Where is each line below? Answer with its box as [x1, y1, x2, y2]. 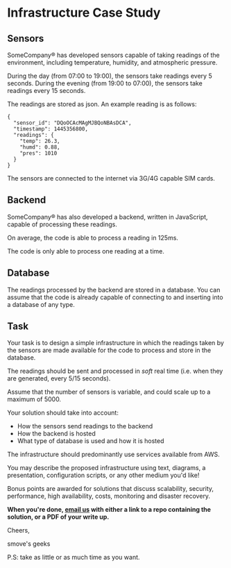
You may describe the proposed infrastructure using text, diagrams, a [7, 464, 206, 472]
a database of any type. [7, 300, 75, 308]
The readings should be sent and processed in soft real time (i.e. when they [7, 367, 223, 376]
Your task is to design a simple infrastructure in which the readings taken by [7, 339, 224, 347]
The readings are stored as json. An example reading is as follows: [7, 100, 197, 108]
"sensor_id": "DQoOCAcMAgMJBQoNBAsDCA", [13, 119, 132, 126]
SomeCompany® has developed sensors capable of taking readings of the [7, 51, 220, 59]
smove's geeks [7, 540, 51, 548]
